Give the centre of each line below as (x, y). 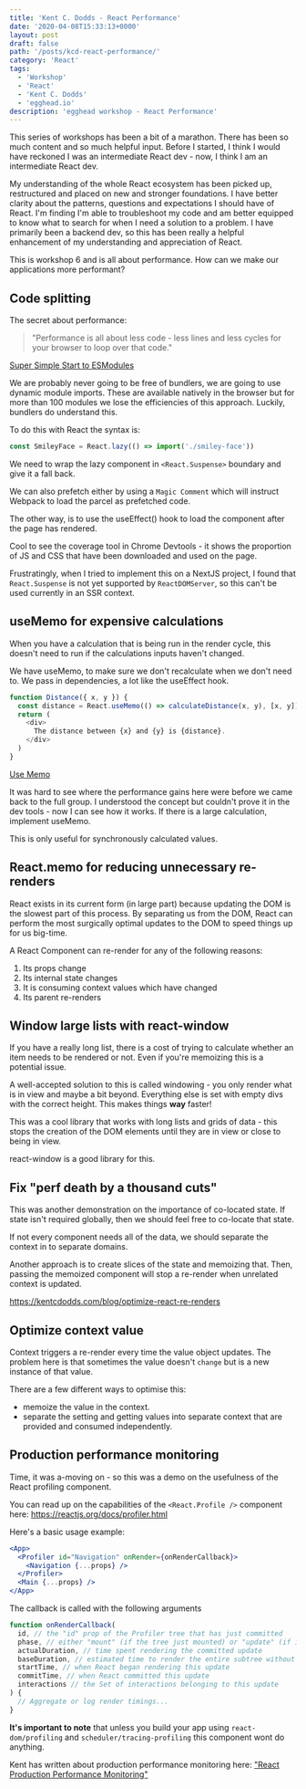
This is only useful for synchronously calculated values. (114, 838)
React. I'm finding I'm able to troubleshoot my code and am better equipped (152, 213)
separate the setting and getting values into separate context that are (152, 1417)
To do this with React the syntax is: (75, 430)
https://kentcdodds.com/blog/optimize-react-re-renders (115, 1302)
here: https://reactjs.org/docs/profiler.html (89, 1514)
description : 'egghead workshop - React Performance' (114, 111)
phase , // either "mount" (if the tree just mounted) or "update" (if (154, 1642)
